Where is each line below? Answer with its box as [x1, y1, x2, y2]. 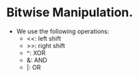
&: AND [26, 56, 47, 64]
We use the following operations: [16, 27, 110, 35]
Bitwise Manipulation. [6, 5, 134, 20]
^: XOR [26, 49, 46, 57]
